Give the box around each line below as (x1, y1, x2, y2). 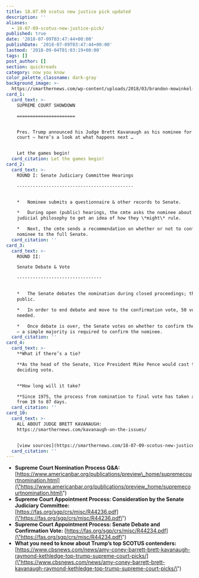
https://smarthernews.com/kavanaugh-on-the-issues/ (17, 426, 147, 433)
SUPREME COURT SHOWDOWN (17, 102, 76, 108)
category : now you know (6, 69, 65, 75)
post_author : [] (6, 58, 46, 64)
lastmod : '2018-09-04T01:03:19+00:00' (6, 47, 102, 53)
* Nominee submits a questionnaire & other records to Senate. (17, 199, 182, 205)
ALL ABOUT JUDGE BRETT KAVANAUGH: (17, 421, 102, 427)
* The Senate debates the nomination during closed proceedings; (17, 291, 187, 297)
